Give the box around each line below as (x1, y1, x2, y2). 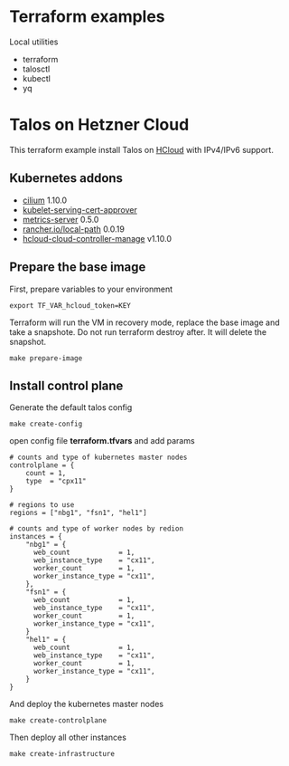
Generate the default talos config (9, 402, 133, 413)
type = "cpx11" (25, 477, 88, 486)
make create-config (9, 419, 83, 429)
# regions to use (9, 501, 75, 510)
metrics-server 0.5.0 (22, 214, 99, 225)
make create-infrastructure (9, 750, 116, 759)
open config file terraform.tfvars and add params (9, 436, 196, 446)
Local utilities (9, 36, 59, 47)
